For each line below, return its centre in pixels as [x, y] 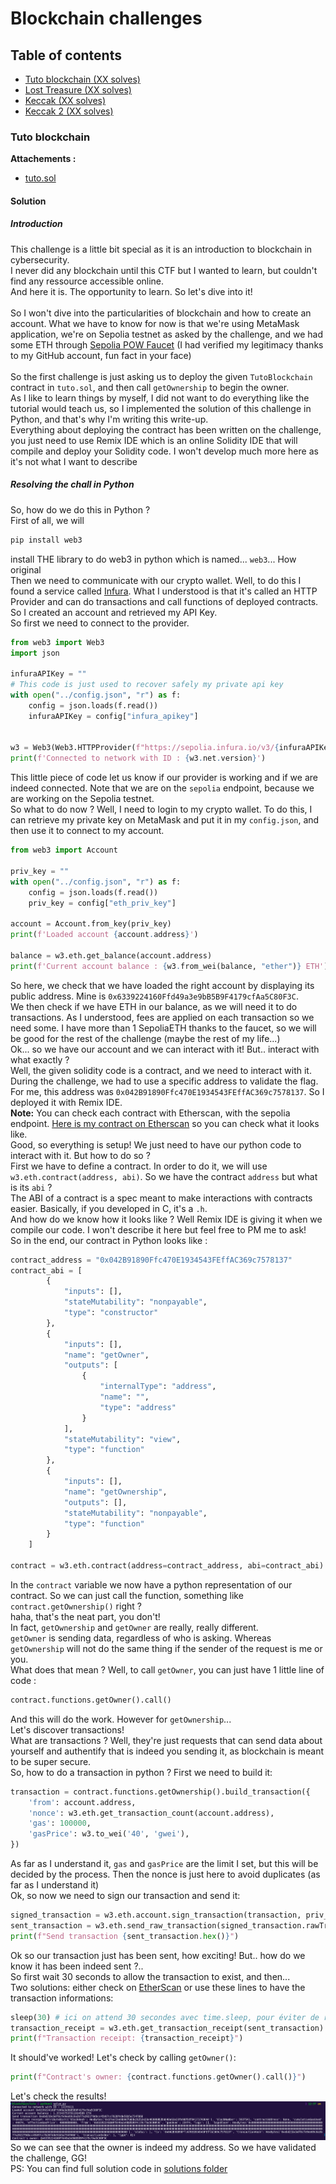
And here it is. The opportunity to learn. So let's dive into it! [131, 291]
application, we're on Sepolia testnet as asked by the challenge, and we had [166, 334]
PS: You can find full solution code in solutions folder [119, 2169]
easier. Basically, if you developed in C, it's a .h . [109, 1208]
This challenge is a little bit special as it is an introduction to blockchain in [161, 249]
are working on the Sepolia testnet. [82, 799]
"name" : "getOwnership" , [115, 1492]
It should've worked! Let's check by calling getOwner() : [123, 2058]
